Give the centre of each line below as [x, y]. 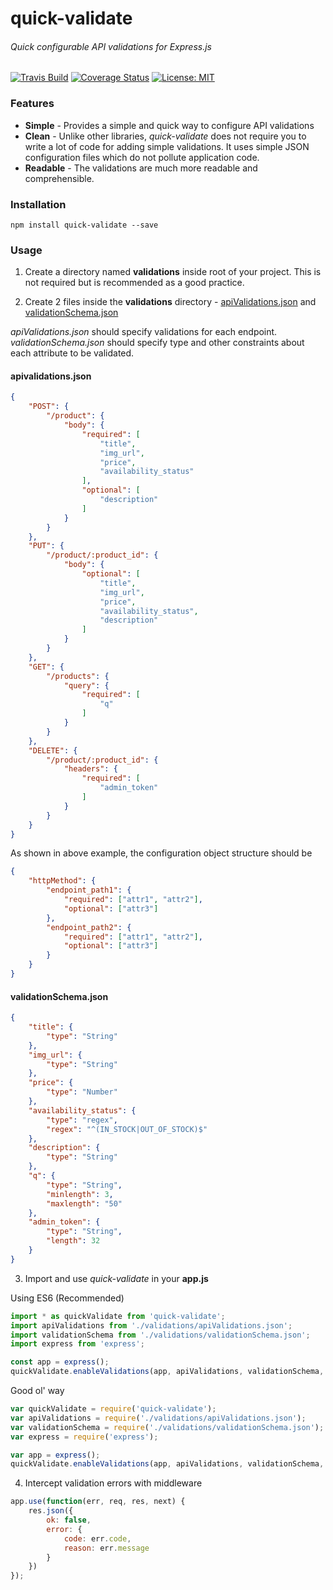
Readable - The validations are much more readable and [141, 168]
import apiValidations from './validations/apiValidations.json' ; [151, 1325]
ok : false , [69, 1520]
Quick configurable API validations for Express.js [111, 46]
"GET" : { [46, 667]
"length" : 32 [73, 1241]
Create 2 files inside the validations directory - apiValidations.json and [170, 302]
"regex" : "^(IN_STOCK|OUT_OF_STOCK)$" [127, 1129]
